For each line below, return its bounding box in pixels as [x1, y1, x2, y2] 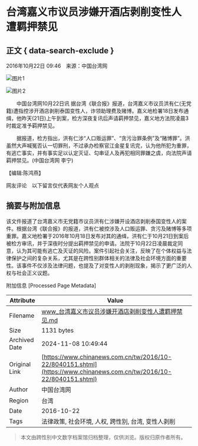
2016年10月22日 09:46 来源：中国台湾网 [6, 63, 108, 69]
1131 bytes [41, 326, 74, 334]
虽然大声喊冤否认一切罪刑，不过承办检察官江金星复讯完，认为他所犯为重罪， [6, 142, 192, 149]
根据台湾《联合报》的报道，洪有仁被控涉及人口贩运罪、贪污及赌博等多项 [16, 225, 192, 232]
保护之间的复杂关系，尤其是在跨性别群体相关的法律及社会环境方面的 [11, 255, 177, 262]
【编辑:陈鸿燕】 [6, 170, 44, 176]
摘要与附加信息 [6, 201, 61, 211]
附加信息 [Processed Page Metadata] [6, 282, 96, 289]
